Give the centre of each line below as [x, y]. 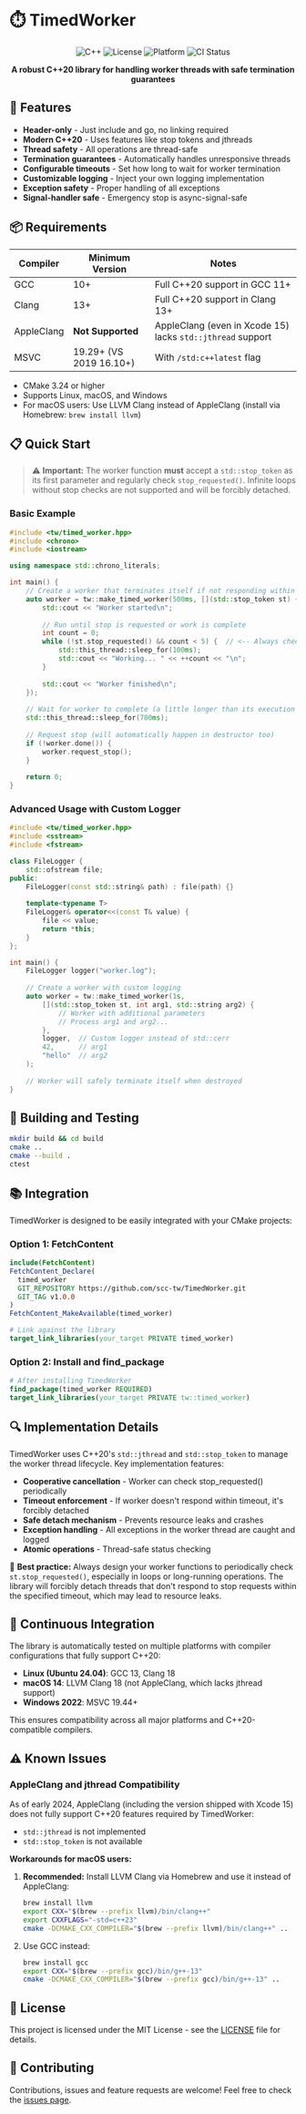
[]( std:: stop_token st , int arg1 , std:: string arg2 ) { [148, 1005]
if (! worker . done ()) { [69, 743]
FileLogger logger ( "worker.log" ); [91, 971]
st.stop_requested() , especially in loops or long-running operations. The [147, 1576]
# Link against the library [63, 1330]
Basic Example [42, 514]
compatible [31, 1729]
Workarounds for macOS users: [71, 1859]
